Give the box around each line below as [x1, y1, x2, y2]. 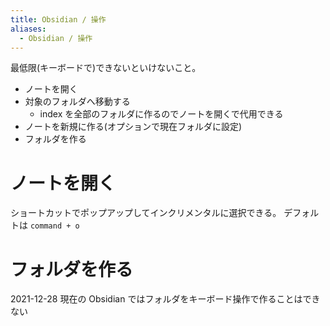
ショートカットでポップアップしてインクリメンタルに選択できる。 [10, 207, 282, 219]
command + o [29, 221, 80, 231]
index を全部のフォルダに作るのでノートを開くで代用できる [39, 108, 284, 120]
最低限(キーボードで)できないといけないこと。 [10, 62, 202, 74]
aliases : [10, 24, 47, 34]
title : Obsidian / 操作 [10, 14, 107, 25]
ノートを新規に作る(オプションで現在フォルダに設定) [24, 121, 243, 133]
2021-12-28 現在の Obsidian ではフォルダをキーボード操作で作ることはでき [10, 293, 321, 305]
